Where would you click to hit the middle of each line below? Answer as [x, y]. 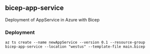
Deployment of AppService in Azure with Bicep [53, 19]
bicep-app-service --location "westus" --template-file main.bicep [75, 47]
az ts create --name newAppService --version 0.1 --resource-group [75, 43]
